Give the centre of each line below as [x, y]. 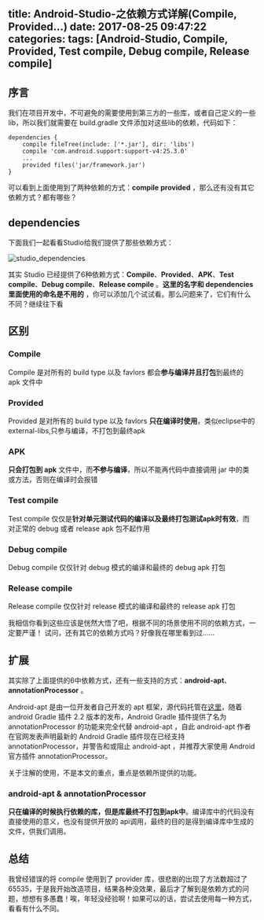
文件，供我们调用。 [39, 831]
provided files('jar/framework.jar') [84, 165]
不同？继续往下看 [36, 304]
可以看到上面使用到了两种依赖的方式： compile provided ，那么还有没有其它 [131, 188]
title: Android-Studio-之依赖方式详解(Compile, [123, 14]
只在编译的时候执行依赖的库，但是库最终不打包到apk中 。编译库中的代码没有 [132, 811]
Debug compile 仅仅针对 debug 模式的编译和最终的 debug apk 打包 [117, 567]
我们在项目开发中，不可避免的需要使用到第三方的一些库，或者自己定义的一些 [132, 113]
